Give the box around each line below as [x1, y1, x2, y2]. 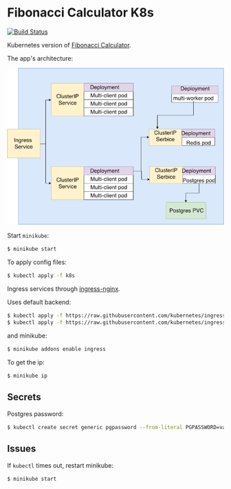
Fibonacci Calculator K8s [7, 5, 155, 21]
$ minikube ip [7, 373, 48, 380]
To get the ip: [7, 358, 45, 367]
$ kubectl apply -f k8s [7, 272, 76, 279]
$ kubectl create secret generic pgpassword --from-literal [7, 424, 184, 431]
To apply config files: [7, 258, 67, 266]
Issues [7, 443, 36, 455]
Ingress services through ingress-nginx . [7, 284, 120, 293]
